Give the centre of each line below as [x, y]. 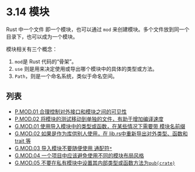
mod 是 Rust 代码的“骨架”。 [46, 61]
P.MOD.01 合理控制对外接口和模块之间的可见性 [71, 111]
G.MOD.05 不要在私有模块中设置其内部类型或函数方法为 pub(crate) [95, 163]
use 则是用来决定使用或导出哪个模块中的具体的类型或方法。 [86, 68]
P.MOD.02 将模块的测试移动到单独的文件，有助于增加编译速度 [89, 119]
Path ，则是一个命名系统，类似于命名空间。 [66, 76]
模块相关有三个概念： [32, 49]
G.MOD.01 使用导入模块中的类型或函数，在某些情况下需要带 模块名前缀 [100, 126]
